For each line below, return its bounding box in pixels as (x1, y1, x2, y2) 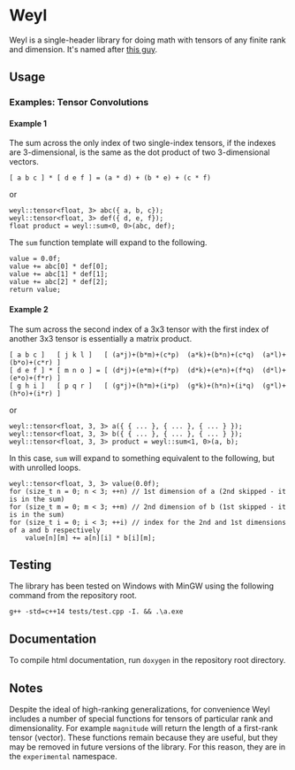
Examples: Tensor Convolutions (9, 96, 149, 109)
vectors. (9, 157, 40, 167)
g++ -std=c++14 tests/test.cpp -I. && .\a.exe (9, 607, 184, 616)
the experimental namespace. (9, 751, 117, 762)
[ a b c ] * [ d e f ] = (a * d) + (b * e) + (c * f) (9, 173, 212, 182)
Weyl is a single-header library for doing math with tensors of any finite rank (9, 35, 287, 45)
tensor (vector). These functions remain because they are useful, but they (9, 732, 278, 743)
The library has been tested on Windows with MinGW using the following (9, 581, 275, 591)
